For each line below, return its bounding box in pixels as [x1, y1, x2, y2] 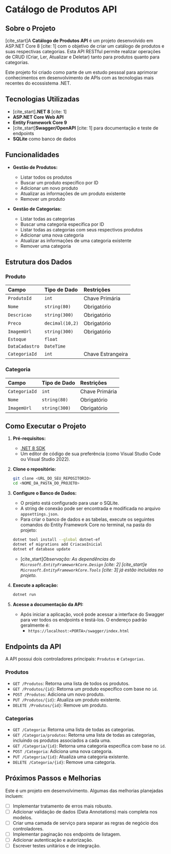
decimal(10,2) [44, 321, 79, 326]
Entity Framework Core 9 [12, 119, 68, 125]
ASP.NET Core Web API [12, 114, 64, 120]
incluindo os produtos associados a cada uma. [12, 737, 111, 743]
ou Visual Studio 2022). [20, 456, 70, 462]
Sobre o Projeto [5, 24, 56, 33]
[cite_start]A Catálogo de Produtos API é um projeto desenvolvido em [5, 37, 154, 44]
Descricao [8, 312, 32, 318]
